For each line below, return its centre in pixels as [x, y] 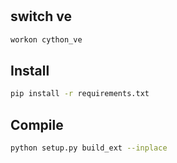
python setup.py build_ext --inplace [89, 148]
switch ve [41, 16]
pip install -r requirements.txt [80, 94]
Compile [37, 124]
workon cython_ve [46, 39]
